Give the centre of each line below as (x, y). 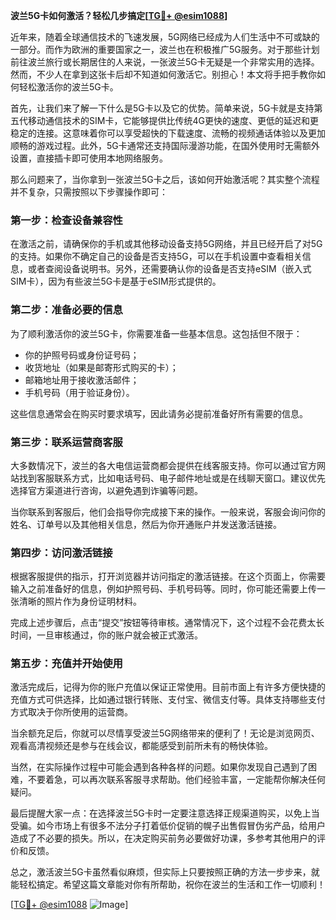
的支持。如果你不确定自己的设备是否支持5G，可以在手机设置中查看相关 (156, 256)
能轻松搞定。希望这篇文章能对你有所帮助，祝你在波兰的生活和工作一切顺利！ (168, 885)
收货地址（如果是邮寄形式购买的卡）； (101, 367)
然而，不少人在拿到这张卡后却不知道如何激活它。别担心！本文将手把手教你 (163, 74)
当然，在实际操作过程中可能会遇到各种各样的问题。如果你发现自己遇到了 (159, 767)
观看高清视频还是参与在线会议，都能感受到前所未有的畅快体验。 (141, 746)
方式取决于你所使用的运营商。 (71, 712)
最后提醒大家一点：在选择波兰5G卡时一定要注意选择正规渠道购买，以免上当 (165, 813)
